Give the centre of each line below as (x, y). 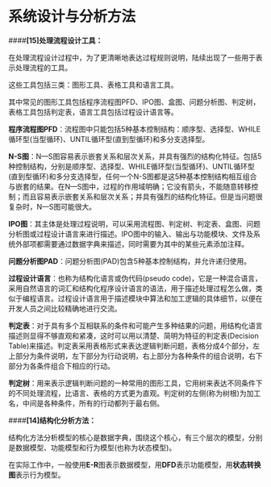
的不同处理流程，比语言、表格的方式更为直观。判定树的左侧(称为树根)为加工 (135, 393)
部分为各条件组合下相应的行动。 (61, 366)
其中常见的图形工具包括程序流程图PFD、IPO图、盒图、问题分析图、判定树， (134, 102)
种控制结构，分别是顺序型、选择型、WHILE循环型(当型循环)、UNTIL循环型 (132, 166)
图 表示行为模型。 (37, 475)
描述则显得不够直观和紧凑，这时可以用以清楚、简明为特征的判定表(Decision (134, 335)
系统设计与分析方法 (72, 17)
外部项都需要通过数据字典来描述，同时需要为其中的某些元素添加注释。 (131, 243)
